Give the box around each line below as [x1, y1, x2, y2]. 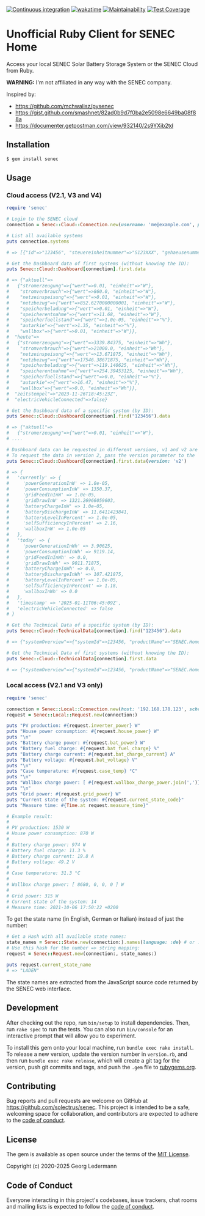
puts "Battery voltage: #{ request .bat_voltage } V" [6, 757, 138, 763]
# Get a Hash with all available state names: [6, 934, 127, 940]
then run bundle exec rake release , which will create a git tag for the [6, 1056, 180, 1064]
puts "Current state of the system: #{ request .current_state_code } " [6, 797, 184, 803]
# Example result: [6, 813, 53, 819]
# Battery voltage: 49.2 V [6, 859, 75, 865]
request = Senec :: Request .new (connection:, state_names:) [6, 951, 157, 957]
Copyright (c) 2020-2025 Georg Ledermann [6, 1162, 117, 1170]
